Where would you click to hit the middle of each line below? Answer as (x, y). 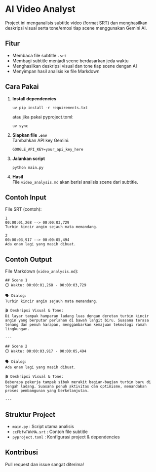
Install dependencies (34, 98)
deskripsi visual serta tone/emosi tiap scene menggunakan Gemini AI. (76, 28)
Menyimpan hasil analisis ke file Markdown (56, 71)
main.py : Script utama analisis (43, 426)
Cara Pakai (22, 87)
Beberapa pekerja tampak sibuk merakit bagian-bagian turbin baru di (78, 382)
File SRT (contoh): (23, 209)
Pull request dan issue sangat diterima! (45, 464)
